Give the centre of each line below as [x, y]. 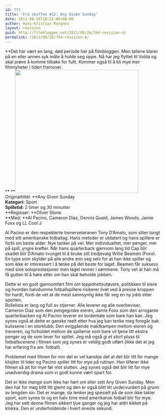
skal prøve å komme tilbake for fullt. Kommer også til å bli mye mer [73, 62]
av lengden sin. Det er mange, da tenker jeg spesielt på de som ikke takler [80, 392]
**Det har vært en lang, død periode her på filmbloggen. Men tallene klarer [82, 51]
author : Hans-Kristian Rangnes [37, 23]
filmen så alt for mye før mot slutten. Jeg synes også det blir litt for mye [78, 367]
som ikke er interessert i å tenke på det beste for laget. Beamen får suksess [82, 264]
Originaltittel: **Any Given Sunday [40, 197]
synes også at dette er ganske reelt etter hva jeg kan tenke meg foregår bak [82, 321]
